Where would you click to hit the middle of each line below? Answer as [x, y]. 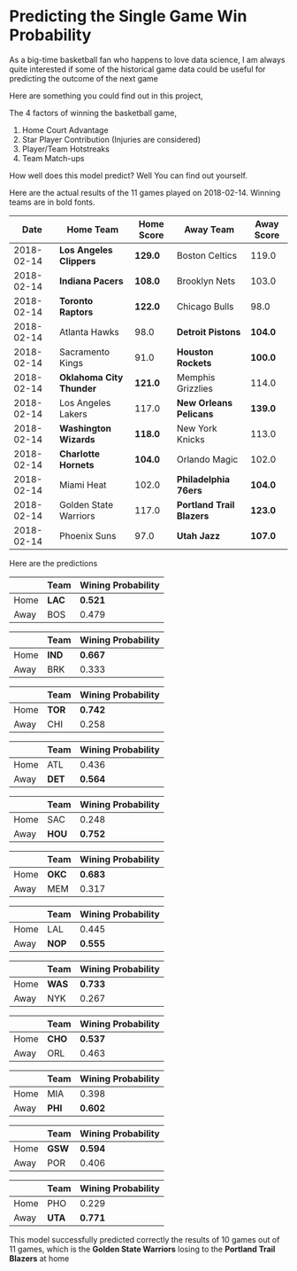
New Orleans [204, 402]
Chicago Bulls [205, 306]
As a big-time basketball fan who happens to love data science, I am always [147, 59]
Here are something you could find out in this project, [106, 96]
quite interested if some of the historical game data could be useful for [137, 69]
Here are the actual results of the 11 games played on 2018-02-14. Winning [145, 192]
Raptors [76, 312]
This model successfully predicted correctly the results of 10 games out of [145, 1239]
